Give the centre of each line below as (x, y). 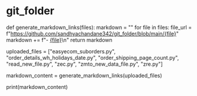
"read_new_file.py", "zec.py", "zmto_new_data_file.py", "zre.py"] (85, 64)
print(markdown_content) (37, 87)
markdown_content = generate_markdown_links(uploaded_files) (84, 75)
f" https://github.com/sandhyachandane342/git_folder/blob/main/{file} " (93, 33)
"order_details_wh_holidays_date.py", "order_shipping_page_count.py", (93, 57)
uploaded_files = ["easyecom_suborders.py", (61, 51)
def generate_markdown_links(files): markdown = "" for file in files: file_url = (99, 27)
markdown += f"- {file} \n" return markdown (59, 40)
